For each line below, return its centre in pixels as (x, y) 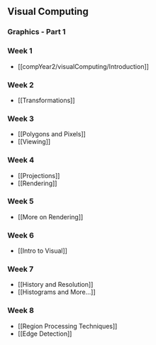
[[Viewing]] (34, 142)
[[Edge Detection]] (45, 334)
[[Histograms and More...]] (56, 292)
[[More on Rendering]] (50, 217)
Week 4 (21, 160)
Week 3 (21, 119)
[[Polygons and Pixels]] (52, 134)
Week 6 (21, 235)
